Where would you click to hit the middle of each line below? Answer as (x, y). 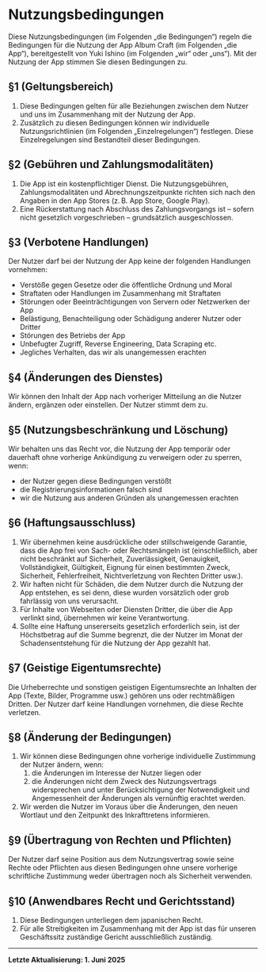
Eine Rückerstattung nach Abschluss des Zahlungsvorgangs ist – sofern (137, 209)
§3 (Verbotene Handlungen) (78, 242)
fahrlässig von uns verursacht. (69, 601)
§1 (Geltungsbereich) (61, 87)
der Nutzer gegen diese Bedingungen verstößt (95, 481)
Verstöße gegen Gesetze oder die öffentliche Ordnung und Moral (125, 285)
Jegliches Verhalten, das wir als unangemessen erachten (113, 352)
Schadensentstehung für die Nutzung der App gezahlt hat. (115, 643)
